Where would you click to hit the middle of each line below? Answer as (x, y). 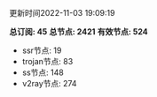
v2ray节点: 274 (49, 83)
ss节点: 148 (43, 72)
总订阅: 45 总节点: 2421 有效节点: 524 (78, 32)
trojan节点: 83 (47, 61)
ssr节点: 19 (42, 50)
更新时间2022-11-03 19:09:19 (62, 13)
